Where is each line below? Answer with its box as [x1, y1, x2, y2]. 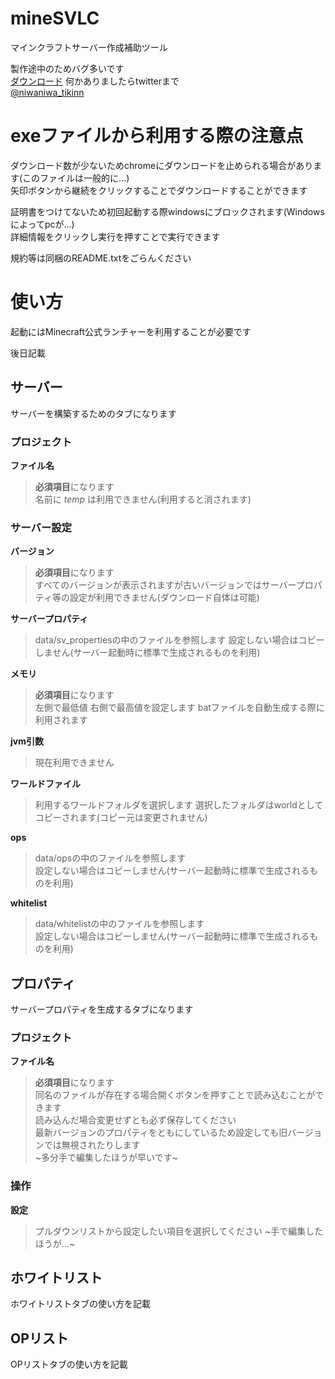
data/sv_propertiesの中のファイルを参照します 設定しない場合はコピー [34, 634, 325, 646]
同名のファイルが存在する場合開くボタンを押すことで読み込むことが [34, 1089, 316, 1101]
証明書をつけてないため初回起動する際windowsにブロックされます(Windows [10, 205, 325, 217]
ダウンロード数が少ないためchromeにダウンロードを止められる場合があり [10, 159, 314, 171]
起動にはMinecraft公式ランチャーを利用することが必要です [10, 325, 252, 337]
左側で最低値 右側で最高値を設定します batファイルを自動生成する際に [34, 702, 325, 714]
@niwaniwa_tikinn [10, 86, 85, 98]
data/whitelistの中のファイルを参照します [34, 918, 205, 930]
